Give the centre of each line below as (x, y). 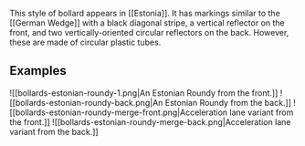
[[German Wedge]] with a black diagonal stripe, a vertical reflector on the (147, 23)
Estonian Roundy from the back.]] (228, 102)
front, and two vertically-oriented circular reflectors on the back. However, (149, 32)
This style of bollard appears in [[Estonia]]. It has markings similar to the (145, 13)
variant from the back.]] (54, 131)
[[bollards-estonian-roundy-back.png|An (86, 102)
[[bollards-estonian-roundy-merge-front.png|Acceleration (119, 112)
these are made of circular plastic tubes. (85, 42)
